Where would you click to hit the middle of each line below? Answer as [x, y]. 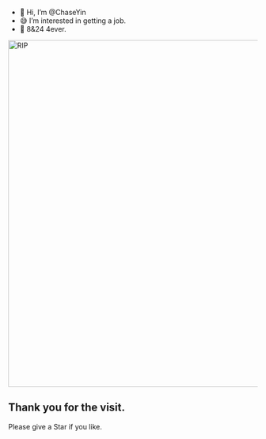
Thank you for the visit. [66, 408]
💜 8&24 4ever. [43, 29]
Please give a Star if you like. [55, 426]
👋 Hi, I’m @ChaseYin [53, 12]
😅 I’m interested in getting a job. [73, 21]
